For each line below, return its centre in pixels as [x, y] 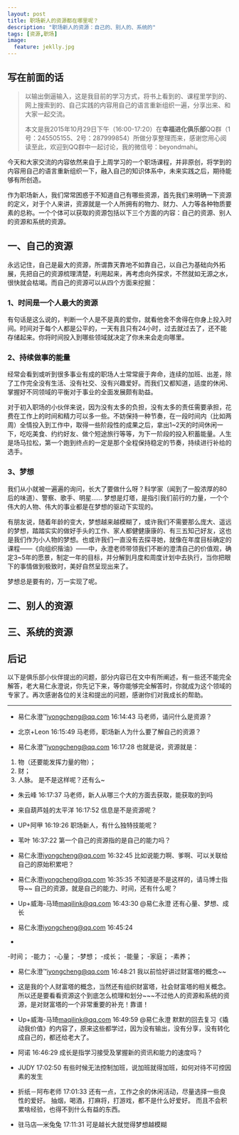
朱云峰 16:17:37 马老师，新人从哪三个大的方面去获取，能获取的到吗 [115, 795]
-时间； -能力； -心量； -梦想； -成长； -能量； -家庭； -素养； [100, 956]
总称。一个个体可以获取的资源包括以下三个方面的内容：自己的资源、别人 [126, 212]
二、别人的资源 [40, 606]
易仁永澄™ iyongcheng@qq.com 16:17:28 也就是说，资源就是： [108, 747]
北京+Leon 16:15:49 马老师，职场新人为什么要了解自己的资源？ [109, 732]
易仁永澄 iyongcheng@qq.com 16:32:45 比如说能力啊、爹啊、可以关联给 [123, 855]
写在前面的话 [36, 78]
